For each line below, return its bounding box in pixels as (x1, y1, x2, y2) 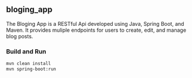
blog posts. (6, 32, 33, 40)
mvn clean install (6, 61, 51, 67)
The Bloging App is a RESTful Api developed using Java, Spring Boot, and (6, 20, 184, 27)
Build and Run (6, 47, 47, 55)
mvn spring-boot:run (6, 66, 57, 72)
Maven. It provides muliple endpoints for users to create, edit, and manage (6, 26, 187, 33)
